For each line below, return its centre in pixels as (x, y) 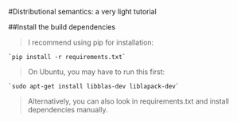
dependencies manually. (68, 110)
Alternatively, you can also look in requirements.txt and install (128, 101)
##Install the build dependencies (62, 27)
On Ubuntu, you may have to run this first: (96, 72)
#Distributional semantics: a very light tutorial (82, 12)
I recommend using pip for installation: (91, 42)
